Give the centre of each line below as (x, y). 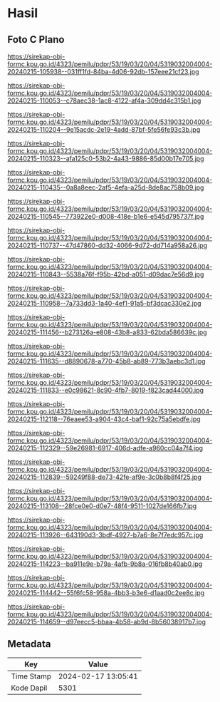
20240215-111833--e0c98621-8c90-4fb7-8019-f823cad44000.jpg (106, 390)
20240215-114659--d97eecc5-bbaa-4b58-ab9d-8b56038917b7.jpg (107, 622)
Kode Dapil (29, 688)
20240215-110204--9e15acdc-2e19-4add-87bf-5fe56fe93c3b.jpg (104, 129)
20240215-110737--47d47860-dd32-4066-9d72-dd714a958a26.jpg (108, 245)
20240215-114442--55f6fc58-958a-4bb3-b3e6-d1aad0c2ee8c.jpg (106, 593)
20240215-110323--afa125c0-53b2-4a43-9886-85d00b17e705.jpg (106, 159)
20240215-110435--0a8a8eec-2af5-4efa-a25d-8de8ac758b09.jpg (106, 187)
